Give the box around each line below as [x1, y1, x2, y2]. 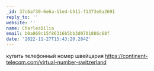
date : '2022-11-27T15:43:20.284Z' [6, 36, 92, 42]
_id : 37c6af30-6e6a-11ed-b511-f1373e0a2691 [6, 8, 115, 15]
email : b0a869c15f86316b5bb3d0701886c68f [6, 31, 110, 37]
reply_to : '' [6, 14, 38, 20]
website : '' [6, 20, 36, 25]
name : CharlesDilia [6, 25, 54, 31]
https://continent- [104, 53, 148, 59]
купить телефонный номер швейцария [6, 53, 104, 59]
